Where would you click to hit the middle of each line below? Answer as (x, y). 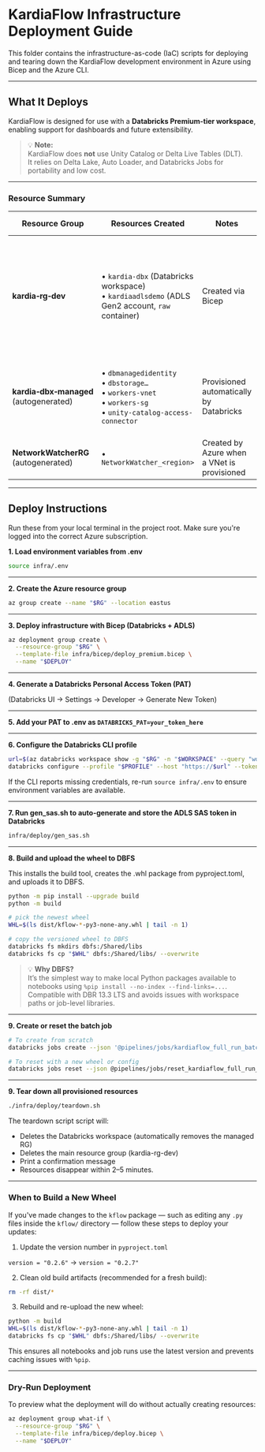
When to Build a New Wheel (62, 1198)
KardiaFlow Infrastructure (95, 15)
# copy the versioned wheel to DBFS (68, 939)
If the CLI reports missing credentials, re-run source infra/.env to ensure (127, 782)
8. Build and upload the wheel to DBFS (72, 858)
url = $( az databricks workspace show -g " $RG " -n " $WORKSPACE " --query (127, 760)
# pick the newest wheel (49, 918)
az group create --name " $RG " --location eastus (90, 603)
